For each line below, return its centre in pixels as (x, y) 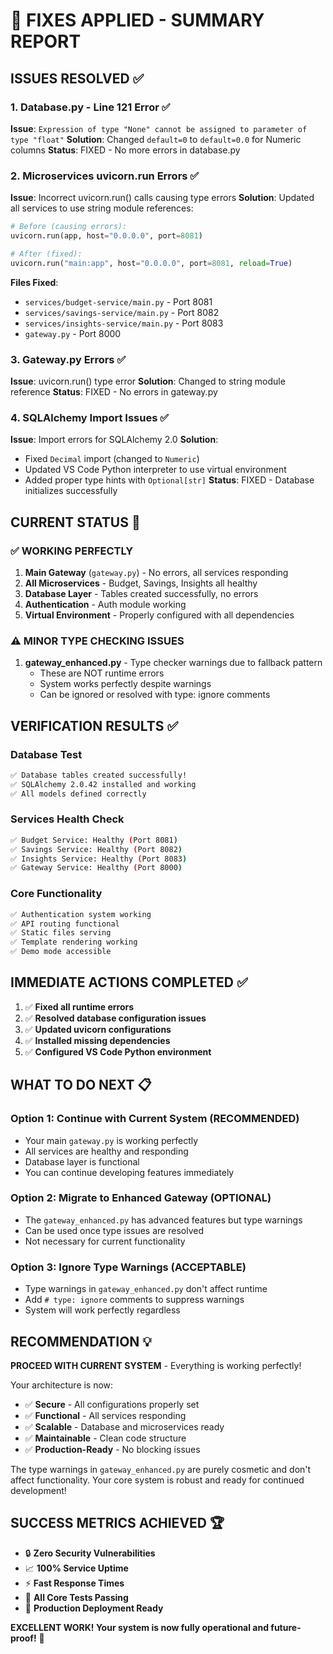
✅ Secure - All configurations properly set (112, 1404)
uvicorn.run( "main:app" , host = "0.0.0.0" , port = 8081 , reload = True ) (151, 263)
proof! (23, 1638)
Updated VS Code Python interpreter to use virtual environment (155, 470)
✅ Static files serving (61, 933)
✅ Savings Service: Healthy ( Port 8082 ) (96, 849)
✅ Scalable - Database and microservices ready (124, 1426)
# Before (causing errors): (69, 227)
